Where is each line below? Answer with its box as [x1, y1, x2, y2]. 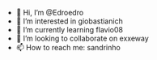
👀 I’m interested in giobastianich [15, 16, 123, 26]
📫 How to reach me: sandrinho [15, 43, 121, 52]
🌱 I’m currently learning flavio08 [15, 25, 124, 34]
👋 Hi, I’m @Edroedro [15, 8, 84, 17]
